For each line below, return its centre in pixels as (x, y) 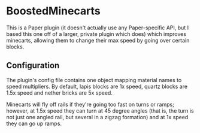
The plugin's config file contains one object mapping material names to (94, 80)
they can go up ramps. (34, 123)
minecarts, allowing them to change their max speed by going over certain (98, 40)
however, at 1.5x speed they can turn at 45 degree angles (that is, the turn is (100, 111)
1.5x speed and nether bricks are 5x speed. (59, 93)
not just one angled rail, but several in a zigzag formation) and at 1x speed (97, 117)
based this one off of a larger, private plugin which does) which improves (96, 34)
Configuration (33, 66)
